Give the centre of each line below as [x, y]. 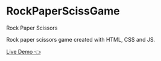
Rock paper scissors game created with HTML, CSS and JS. [81, 39]
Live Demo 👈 [24, 51]
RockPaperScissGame [63, 11]
